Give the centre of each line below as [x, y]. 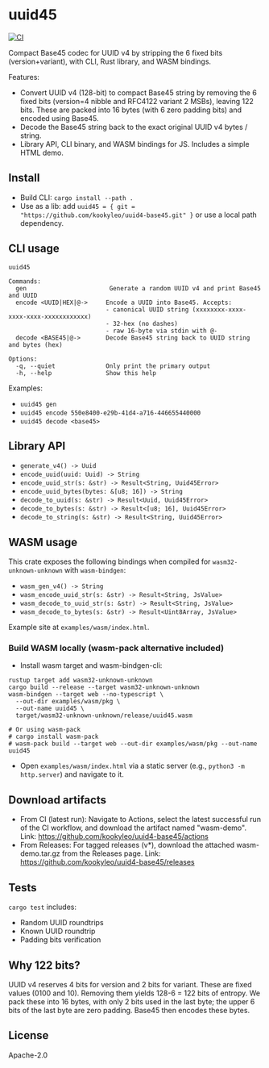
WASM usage [43, 542]
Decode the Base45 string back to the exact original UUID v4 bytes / [134, 127]
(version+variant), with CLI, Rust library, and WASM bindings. [110, 61]
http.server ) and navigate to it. [72, 774]
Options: [23, 359]
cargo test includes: [43, 907]
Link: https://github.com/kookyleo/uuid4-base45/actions [114, 836]
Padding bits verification [60, 940]
